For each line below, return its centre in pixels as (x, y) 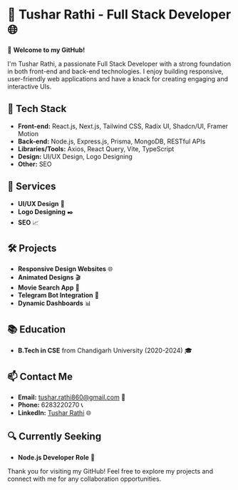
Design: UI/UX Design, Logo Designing (75, 156)
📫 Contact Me (40, 376)
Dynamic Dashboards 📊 (54, 303)
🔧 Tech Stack (37, 109)
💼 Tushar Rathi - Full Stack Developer (119, 15)
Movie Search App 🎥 (48, 287)
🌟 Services (32, 187)
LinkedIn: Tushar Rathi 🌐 (54, 413)
